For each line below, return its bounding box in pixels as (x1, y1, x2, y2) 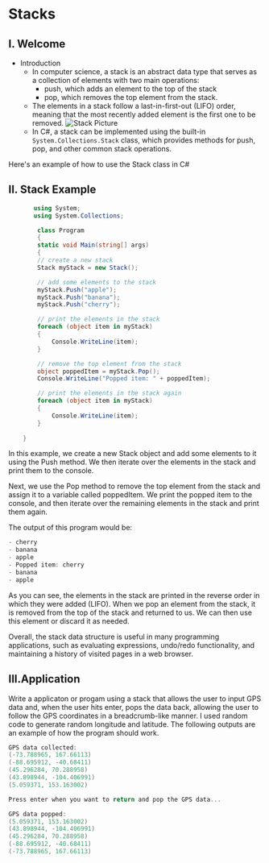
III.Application (8, 672, 81, 686)
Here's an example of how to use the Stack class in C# (8, 160, 190, 169)
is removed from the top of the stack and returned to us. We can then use (8, 608, 252, 617)
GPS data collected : (8, 743, 78, 752)
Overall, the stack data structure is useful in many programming (8, 632, 220, 641)
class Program (37, 226, 85, 234)
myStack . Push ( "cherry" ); (37, 301, 121, 309)
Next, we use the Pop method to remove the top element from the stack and (8, 481, 261, 492)
